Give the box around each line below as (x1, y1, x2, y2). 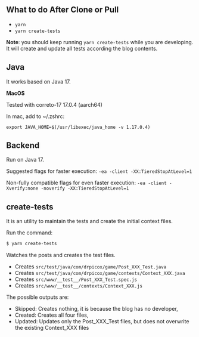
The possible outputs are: (6, 293, 69, 301)
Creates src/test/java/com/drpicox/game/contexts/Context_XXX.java (14, 270, 186, 277)
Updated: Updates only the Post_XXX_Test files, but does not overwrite (14, 318, 189, 325)
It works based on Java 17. (6, 78, 71, 85)
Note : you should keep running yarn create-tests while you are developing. (6, 38, 194, 45)
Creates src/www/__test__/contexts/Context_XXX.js (14, 282, 143, 289)
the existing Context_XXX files (14, 324, 89, 332)
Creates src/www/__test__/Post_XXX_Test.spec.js (14, 276, 138, 283)
